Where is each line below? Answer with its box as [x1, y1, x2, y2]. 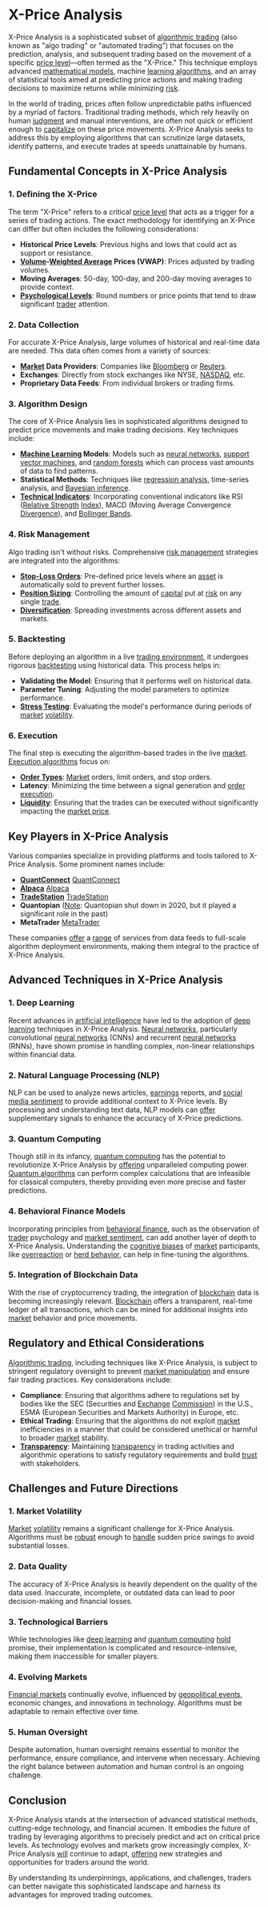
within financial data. [8, 1049, 77, 1059]
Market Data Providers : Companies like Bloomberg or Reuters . [19, 361, 227, 370]
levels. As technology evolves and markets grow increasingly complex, [8, 1840, 242, 1850]
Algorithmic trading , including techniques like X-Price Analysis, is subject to [8, 1357, 258, 1368]
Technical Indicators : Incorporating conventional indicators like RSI [19, 491, 243, 502]
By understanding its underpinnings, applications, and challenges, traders [8, 1873, 252, 1883]
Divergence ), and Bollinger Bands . [19, 509, 134, 519]
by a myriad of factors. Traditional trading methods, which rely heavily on [8, 107, 250, 117]
